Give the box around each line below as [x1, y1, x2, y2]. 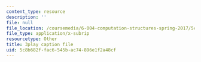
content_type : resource [6, 8, 66, 15]
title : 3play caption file [6, 42, 74, 48]
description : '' [6, 14, 47, 20]
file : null [6, 19, 33, 25]
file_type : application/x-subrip [6, 31, 90, 37]
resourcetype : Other [6, 36, 58, 42]
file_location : [6, 25, 44, 31]
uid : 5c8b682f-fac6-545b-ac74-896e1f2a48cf [6, 47, 117, 53]
